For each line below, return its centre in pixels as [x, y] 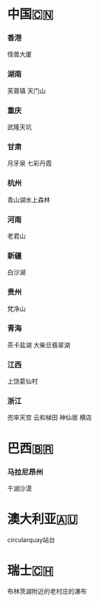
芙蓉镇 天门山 [26, 91]
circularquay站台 [31, 540]
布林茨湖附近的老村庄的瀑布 [47, 591]
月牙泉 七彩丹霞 [30, 163]
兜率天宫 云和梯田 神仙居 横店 [49, 417]
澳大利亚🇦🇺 [43, 519]
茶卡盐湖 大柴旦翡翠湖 [39, 345]
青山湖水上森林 [29, 200]
